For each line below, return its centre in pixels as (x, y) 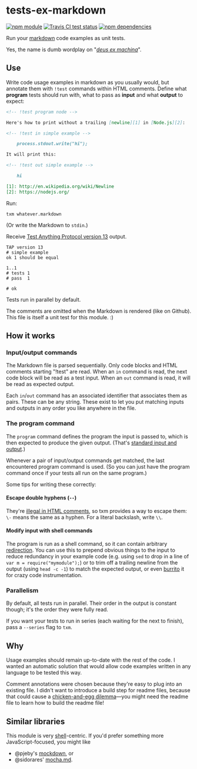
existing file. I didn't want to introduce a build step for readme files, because (98, 691)
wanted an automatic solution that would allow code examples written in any (98, 666)
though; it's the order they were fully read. (57, 610)
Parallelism (22, 590)
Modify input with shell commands (49, 531)
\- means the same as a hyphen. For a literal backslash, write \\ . (84, 517)
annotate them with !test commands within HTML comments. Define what (96, 89)
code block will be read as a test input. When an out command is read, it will (98, 378)
